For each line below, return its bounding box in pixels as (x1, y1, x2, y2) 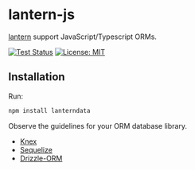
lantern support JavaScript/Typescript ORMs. (8, 32, 158, 41)
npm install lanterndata (8, 106, 91, 114)
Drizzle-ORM (19, 153, 63, 163)
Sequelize (19, 145, 53, 154)
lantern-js (8, 6, 76, 24)
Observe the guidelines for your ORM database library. (8, 121, 187, 130)
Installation (8, 70, 65, 84)
